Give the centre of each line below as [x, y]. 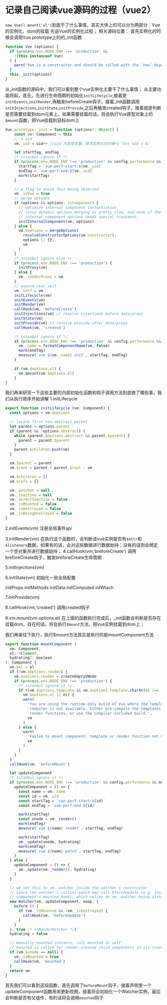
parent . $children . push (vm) [42, 450]
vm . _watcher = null [30, 490]
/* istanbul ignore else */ [43, 258]
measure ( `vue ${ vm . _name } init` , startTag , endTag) [73, 355]
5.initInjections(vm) [25, 567]
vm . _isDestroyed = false [35, 509]
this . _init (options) [31, 75]
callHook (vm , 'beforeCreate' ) [45, 309]
